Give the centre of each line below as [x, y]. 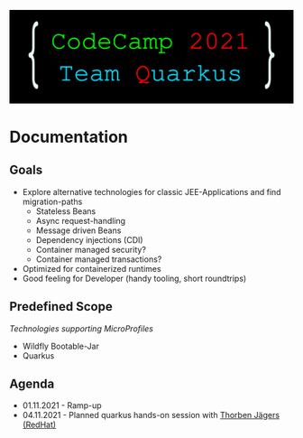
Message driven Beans [78, 230]
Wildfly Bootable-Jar [60, 346]
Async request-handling [81, 220]
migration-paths [52, 201]
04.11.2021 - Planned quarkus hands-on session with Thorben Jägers [151, 415]
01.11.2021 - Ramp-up [62, 405]
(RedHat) [39, 424]
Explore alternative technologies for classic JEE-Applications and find [151, 191]
